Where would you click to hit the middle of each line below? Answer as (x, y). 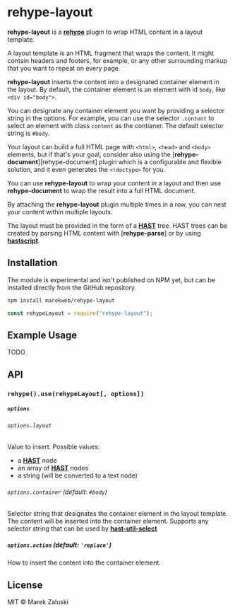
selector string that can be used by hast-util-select (82, 529)
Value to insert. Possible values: (54, 447)
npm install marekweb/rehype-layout (61, 300)
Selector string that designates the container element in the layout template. (117, 514)
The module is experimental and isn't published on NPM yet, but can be (111, 279)
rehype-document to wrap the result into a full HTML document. (102, 190)
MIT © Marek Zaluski (38, 602)
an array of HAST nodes (53, 468)
